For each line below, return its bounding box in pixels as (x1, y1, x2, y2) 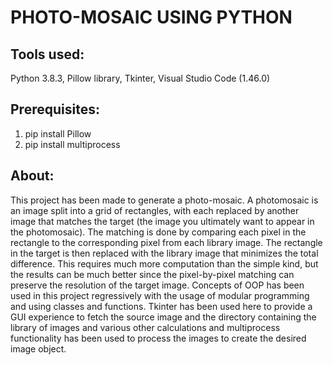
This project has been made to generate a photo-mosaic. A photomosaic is (10, 194, 319, 206)
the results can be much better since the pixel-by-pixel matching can (10, 268, 295, 280)
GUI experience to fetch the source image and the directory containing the (10, 311, 317, 323)
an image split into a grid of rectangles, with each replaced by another (10, 204, 300, 216)
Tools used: (10, 46, 85, 63)
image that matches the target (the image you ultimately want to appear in (10, 215, 315, 227)
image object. (10, 342, 67, 355)
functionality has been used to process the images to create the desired (10, 332, 307, 344)
